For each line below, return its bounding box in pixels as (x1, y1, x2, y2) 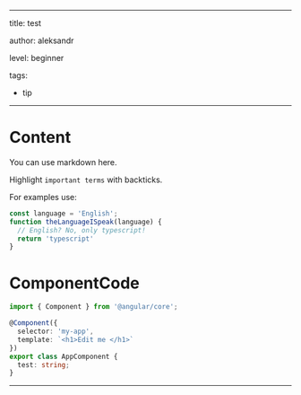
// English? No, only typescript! (17, 225, 146, 234)
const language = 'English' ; (9, 208, 118, 218)
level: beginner (9, 53, 64, 63)
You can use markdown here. (9, 156, 118, 167)
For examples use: (9, 191, 78, 202)
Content (9, 127, 72, 148)
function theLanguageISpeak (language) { (9, 217, 163, 226)
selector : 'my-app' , (17, 327, 94, 336)
